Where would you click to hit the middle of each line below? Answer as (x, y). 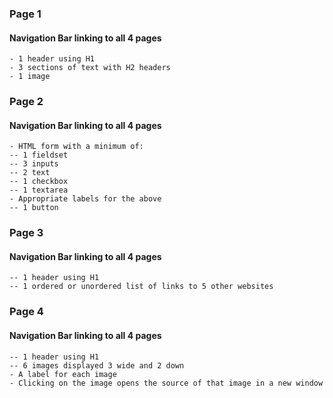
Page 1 (25, 14)
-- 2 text (30, 173)
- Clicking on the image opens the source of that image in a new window (166, 383)
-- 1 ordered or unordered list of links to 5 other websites (141, 287)
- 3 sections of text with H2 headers (90, 68)
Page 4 (26, 312)
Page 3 (26, 233)
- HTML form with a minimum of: (76, 147)
